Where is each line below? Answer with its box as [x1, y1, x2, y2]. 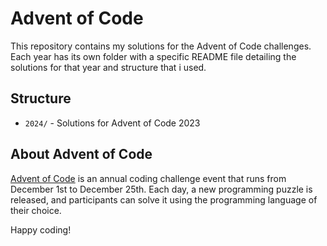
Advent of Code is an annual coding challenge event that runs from [10, 172, 287, 184]
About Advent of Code [10, 146, 153, 163]
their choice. [10, 204, 62, 216]
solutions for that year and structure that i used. [10, 61, 207, 73]
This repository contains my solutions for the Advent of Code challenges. [10, 40, 312, 52]
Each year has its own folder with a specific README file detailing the [10, 50, 297, 62]
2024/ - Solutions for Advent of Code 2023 [24, 117, 201, 129]
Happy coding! [10, 223, 72, 236]
